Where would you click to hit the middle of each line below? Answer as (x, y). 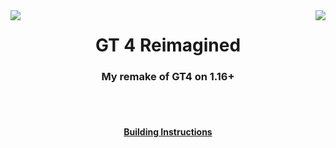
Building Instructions (168, 132)
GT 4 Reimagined (168, 45)
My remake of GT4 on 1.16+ (168, 77)
